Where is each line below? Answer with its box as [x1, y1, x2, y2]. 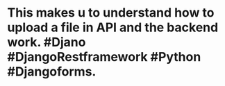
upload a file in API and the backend [7, 19, 219, 35]
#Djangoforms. [7, 64, 97, 80]
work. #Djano [7, 35, 86, 50]
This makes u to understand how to [7, 5, 215, 21]
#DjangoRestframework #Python [7, 49, 201, 65]
